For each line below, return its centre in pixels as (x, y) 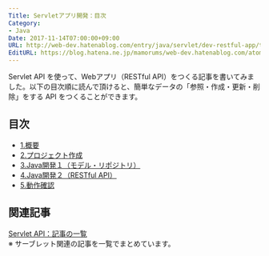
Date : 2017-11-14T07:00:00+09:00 (64, 38)
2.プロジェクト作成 (51, 155)
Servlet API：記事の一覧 (48, 234)
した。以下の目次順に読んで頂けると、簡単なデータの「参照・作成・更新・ (131, 86)
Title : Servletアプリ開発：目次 (57, 16)
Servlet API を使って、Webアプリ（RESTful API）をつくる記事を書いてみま (131, 76)
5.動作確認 (37, 185)
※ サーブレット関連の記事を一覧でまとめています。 (92, 243)
